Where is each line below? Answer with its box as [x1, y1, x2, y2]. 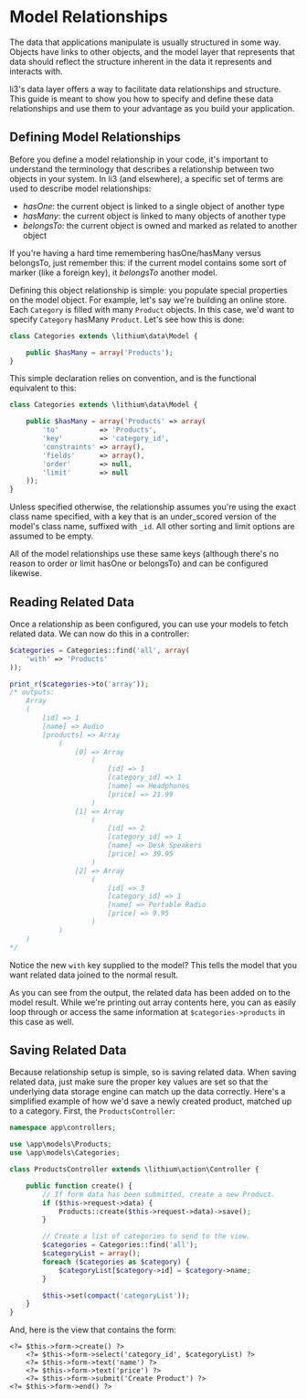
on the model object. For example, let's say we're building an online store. [9, 294, 288, 305]
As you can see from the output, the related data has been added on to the [9, 987, 291, 998]
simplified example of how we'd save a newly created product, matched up [9, 1095, 292, 1107]
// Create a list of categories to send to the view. [42, 1232, 251, 1241]
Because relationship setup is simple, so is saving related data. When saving [9, 1067, 297, 1078]
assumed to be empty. [9, 530, 94, 541]
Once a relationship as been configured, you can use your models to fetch [9, 618, 289, 629]
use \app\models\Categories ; [9, 1148, 121, 1158]
